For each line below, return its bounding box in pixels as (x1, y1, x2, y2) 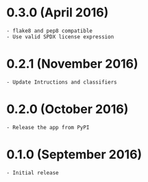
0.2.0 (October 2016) (6, 101, 129, 117)
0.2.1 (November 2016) (6, 56, 138, 72)
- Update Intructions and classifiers (6, 79, 117, 86)
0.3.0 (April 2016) (6, 5, 109, 21)
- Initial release (6, 169, 59, 176)
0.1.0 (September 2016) (6, 147, 143, 162)
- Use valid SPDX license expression (6, 33, 114, 40)
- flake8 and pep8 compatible (6, 27, 93, 34)
